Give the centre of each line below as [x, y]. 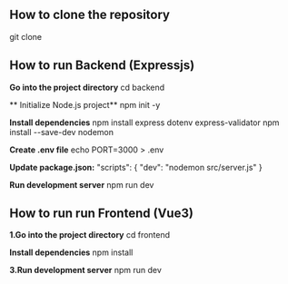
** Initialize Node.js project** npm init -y [85, 104]
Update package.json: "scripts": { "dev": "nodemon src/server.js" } [136, 167]
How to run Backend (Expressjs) [102, 66]
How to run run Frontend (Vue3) [101, 214]
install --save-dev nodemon [61, 132]
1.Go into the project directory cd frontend [90, 235]
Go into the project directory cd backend [87, 87]
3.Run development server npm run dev [85, 270]
